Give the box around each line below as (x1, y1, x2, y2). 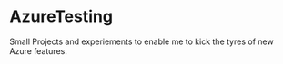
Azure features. (9, 45, 68, 56)
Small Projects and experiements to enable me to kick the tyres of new (9, 36, 275, 47)
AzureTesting (9, 6, 114, 27)
